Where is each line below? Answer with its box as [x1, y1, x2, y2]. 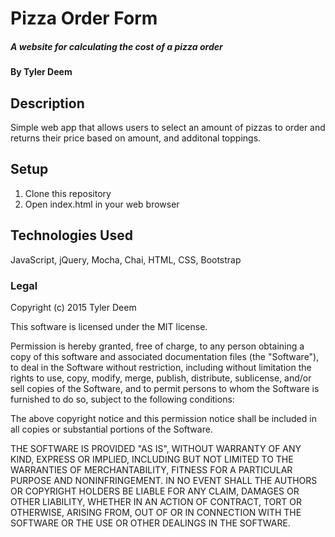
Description [10, 95, 85, 112]
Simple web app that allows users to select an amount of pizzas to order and [10, 121, 326, 133]
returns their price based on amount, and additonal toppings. [10, 132, 262, 144]
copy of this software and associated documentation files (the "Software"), [10, 350, 320, 362]
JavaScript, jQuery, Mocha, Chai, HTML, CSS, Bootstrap [10, 253, 242, 266]
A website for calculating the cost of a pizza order [10, 40, 223, 52]
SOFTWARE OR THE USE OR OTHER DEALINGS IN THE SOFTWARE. [10, 517, 291, 529]
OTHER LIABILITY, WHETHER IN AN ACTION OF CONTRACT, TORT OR [10, 495, 302, 507]
